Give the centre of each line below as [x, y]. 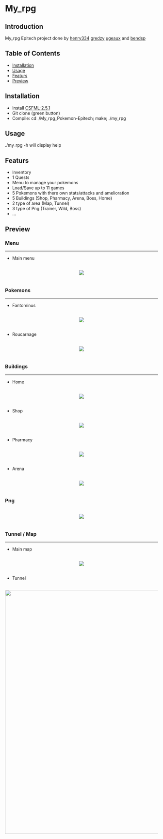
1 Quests [21, 177]
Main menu [23, 258]
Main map [22, 549]
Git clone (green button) [36, 113]
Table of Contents [33, 53]
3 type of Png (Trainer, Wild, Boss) [47, 209]
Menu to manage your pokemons [45, 183]
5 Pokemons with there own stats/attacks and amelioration [71, 193]
